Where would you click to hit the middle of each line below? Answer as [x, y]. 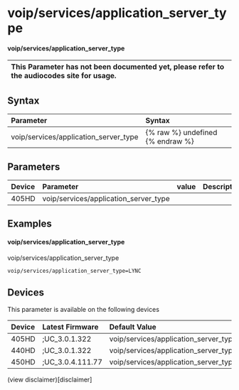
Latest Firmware [70, 327]
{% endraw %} [170, 141]
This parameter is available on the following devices [84, 310]
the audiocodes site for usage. [64, 76]
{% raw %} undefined [181, 133]
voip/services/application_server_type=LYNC [74, 271]
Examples [30, 224]
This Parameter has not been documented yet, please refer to [118, 67]
